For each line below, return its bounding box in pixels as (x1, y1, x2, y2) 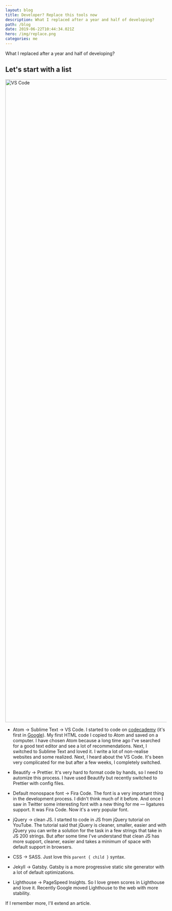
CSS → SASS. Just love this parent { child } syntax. (12, 853, 125, 860)
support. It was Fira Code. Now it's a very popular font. (12, 806, 129, 813)
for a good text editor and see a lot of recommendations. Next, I (12, 743, 147, 749)
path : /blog (5, 22, 31, 27)
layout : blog (5, 7, 33, 13)
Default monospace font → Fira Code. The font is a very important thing (12, 790, 164, 796)
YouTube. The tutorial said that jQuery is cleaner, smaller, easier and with (12, 821, 167, 828)
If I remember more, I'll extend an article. (5, 900, 91, 906)
